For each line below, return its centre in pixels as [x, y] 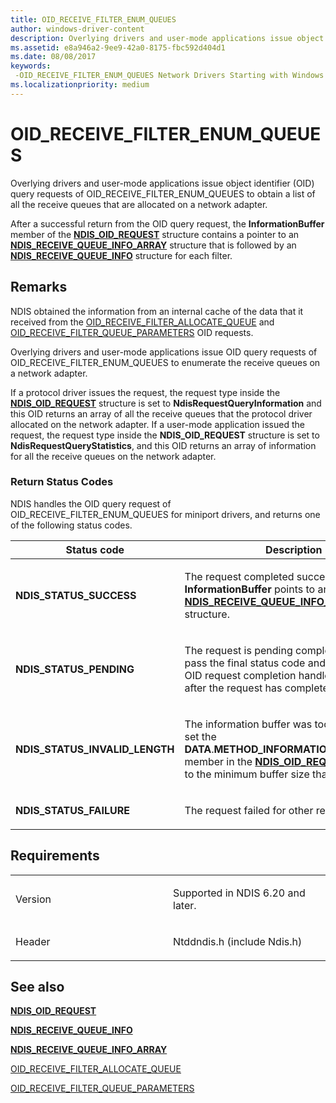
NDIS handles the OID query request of [91, 503]
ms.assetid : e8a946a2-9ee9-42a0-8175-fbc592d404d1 [118, 47]
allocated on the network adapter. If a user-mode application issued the [157, 424]
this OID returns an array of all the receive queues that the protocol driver [161, 413]
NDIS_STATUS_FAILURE [72, 810]
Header [33, 941]
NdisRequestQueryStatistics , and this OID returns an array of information [163, 445]
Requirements [55, 856]
